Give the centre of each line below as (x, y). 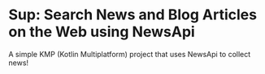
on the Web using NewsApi (102, 32)
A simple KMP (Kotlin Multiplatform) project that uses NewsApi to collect (130, 54)
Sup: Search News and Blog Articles (133, 15)
